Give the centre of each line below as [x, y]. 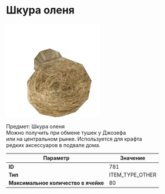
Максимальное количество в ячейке [56, 183]
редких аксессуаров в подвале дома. [53, 145]
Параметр [56, 158]
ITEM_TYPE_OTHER [133, 175]
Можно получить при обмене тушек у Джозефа [66, 132]
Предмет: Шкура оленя [36, 126]
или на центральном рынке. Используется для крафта [74, 139]
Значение [133, 158]
